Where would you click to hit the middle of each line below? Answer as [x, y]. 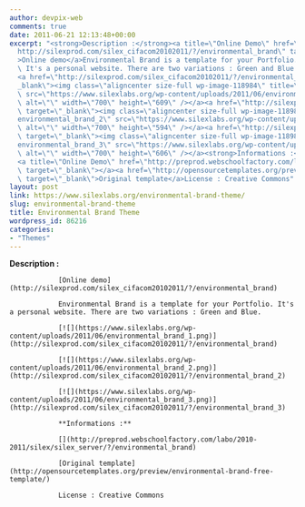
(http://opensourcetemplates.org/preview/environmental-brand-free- [142, 472]
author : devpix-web [46, 18]
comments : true [38, 26]
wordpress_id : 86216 [49, 221]
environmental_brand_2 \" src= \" [79, 119]
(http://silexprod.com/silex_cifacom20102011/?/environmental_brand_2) [148, 376]
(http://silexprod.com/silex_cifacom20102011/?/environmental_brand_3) [148, 408]
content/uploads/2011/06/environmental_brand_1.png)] [113, 336]
